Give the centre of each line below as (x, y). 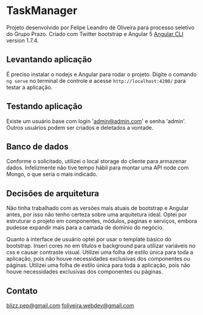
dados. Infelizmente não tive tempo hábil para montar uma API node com (98, 168)
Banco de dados (37, 147)
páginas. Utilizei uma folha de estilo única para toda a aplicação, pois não (98, 265)
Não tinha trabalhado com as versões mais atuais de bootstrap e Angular (98, 208)
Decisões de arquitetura (53, 193)
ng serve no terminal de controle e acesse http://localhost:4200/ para (96, 80)
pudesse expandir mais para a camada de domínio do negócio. (85, 228)
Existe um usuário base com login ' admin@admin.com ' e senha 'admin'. (96, 121)
